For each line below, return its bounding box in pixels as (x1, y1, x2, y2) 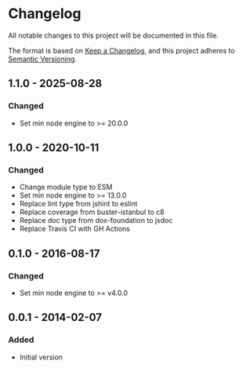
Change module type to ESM (19, 182, 113, 192)
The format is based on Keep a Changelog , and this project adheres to (8, 46, 235, 55)
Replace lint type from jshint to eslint (19, 199, 138, 209)
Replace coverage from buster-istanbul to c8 (19, 207, 165, 217)
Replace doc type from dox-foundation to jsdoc (19, 216, 173, 225)
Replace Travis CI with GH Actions (19, 224, 131, 234)
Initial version (19, 352, 63, 362)
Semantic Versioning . (8, 54, 77, 64)
